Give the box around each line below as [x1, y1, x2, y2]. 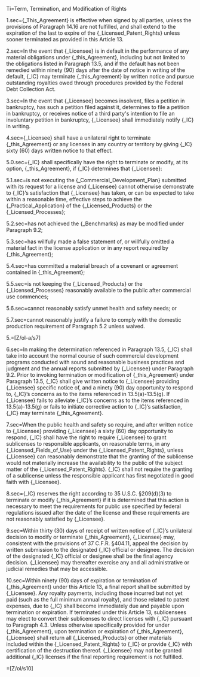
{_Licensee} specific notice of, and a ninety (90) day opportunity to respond [6, 384, 193, 391]
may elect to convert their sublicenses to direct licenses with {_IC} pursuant [6, 615, 193, 622]
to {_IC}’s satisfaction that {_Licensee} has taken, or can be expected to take [6, 189, 195, 197]
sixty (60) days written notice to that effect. [6, 147, 113, 154]
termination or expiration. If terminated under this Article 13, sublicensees [6, 609, 187, 616]
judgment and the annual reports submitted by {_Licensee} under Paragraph [6, 365, 194, 372]
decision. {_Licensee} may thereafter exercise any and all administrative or [6, 559, 190, 566]
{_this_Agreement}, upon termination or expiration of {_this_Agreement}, [6, 628, 184, 634]
